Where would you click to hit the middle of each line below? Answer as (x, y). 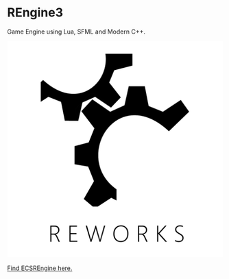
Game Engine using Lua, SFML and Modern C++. (76, 32)
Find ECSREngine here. (40, 268)
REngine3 (35, 13)
